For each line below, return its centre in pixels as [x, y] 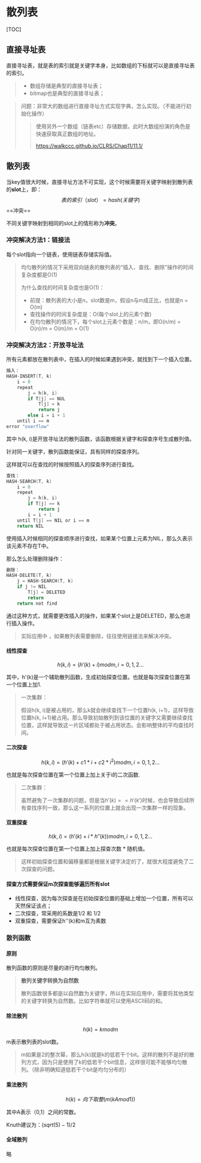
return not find [37, 603]
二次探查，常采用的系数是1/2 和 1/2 [58, 914]
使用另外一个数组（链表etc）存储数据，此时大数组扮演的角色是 [113, 126]
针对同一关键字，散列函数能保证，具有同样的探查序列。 [74, 451]
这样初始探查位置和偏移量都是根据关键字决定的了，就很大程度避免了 [105, 861]
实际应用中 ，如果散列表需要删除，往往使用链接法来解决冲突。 [98, 636]
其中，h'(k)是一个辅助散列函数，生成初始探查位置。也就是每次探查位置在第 [98, 677]
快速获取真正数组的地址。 [67, 133]
